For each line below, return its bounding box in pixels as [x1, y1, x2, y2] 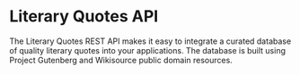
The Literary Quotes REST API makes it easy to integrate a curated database [9, 36, 292, 46]
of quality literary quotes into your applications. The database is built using [9, 45, 286, 55]
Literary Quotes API [9, 6, 159, 27]
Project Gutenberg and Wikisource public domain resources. [9, 54, 234, 65]
